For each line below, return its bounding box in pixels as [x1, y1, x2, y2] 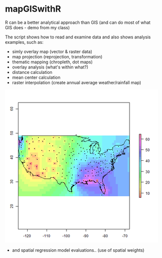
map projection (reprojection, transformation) [12, 53, 103, 59]
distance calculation [12, 69, 52, 75]
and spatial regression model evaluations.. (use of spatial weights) [12, 247, 145, 253]
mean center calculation [12, 74, 61, 80]
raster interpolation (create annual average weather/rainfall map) [12, 79, 142, 86]
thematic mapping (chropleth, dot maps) [12, 59, 93, 65]
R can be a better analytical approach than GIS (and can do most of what [5, 19, 151, 25]
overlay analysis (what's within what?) [12, 64, 88, 70]
